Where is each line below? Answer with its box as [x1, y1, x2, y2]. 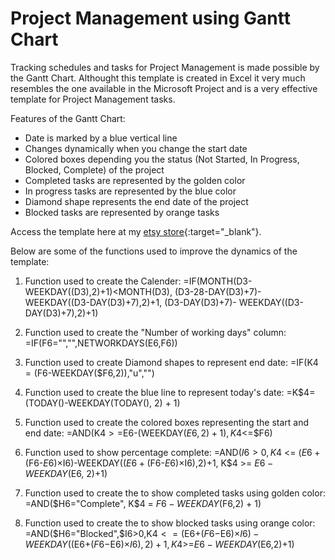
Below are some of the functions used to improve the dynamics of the [10, 245, 298, 257]
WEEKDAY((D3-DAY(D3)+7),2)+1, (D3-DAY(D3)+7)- [24, 296, 237, 308]
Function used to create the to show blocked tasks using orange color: [24, 517, 316, 529]
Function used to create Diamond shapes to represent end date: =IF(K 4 [24, 356, 319, 368]
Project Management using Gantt [10, 7, 291, 30]
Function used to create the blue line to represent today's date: [24, 386, 285, 398]
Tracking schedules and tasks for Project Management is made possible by [10, 61, 320, 73]
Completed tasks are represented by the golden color [24, 174, 246, 186]
